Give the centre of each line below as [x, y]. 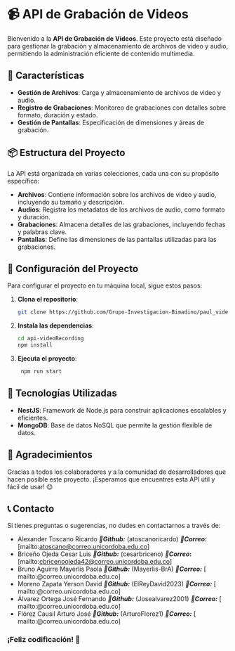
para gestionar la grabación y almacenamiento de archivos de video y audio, [118, 46]
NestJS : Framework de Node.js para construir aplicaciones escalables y [122, 410]
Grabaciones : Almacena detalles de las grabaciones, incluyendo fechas [121, 224]
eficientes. [33, 418]
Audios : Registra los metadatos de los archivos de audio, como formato [121, 210]
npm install [35, 345]
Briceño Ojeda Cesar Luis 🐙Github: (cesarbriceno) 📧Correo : [105, 554]
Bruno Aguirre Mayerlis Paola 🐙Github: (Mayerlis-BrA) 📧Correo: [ [112, 569]
